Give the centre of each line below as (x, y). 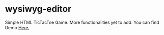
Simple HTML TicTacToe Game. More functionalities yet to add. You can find (82, 22)
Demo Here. (17, 27)
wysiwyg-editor (38, 9)
